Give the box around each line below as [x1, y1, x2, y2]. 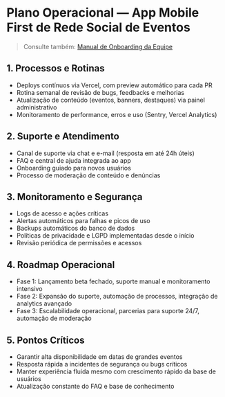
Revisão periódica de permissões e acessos [16, 239, 142, 247]
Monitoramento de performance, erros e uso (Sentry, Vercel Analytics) [16, 110, 217, 118]
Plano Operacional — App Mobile [6, 5, 199, 21]
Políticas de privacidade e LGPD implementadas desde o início [16, 231, 195, 240]
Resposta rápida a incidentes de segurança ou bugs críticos [16, 360, 188, 368]
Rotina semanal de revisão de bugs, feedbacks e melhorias [16, 88, 184, 96]
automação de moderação [16, 314, 92, 323]
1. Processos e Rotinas [6, 62, 105, 74]
